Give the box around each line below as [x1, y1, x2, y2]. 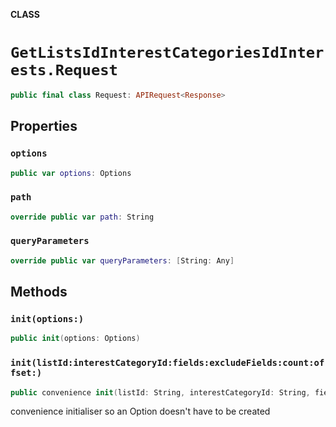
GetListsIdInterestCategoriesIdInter [10, 44, 325, 63]
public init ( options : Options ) [10, 334, 141, 344]
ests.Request [10, 61, 118, 80]
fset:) [10, 367, 43, 379]
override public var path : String [10, 212, 155, 222]
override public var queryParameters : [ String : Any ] [10, 255, 235, 266]
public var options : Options [10, 168, 132, 178]
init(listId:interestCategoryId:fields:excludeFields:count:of [10, 357, 325, 369]
